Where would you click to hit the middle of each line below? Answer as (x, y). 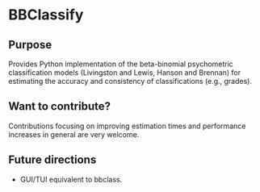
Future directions (52, 160)
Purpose (30, 45)
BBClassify (46, 15)
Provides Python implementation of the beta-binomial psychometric (121, 64)
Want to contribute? (60, 106)
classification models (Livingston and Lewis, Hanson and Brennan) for (125, 73)
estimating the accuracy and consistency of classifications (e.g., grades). (130, 81)
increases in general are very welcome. (74, 134)
